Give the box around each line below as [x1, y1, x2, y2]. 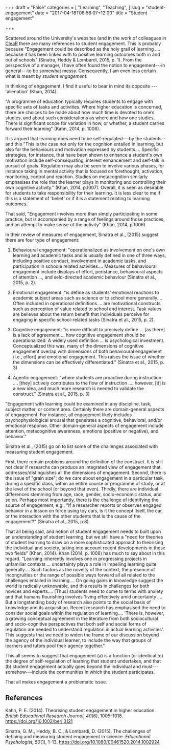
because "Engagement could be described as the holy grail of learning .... [5, 46, 161, 52]
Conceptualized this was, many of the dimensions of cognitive [12, 343, 144, 349]
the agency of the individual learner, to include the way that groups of [5, 637, 152, 643]
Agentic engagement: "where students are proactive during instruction [12, 375, 162, 380]
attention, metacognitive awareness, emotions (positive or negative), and [5, 428, 159, 434]
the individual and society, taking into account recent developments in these [5, 545, 166, 551]
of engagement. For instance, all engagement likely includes [5, 412, 132, 418]
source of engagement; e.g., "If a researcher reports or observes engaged [5, 502, 162, 508]
